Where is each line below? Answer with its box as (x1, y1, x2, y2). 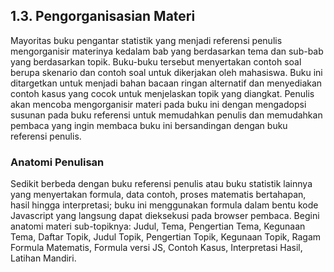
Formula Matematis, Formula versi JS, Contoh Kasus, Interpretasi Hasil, (10, 242, 303, 254)
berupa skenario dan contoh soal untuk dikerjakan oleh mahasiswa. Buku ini (10, 66, 323, 78)
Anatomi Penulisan (10, 155, 105, 169)
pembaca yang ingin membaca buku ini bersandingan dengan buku (10, 119, 288, 131)
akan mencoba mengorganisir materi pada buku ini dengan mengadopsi (10, 98, 307, 110)
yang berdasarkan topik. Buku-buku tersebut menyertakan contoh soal (10, 55, 302, 68)
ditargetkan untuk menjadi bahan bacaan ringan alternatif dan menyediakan (10, 77, 323, 89)
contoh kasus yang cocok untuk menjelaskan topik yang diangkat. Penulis (10, 87, 315, 99)
